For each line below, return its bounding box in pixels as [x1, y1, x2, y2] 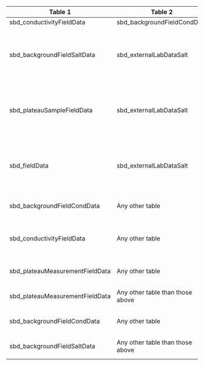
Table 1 [49, 8, 72, 16]
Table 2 [151, 8, 173, 16]
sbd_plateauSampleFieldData [9, 106, 93, 114]
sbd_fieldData [9, 161, 49, 169]
